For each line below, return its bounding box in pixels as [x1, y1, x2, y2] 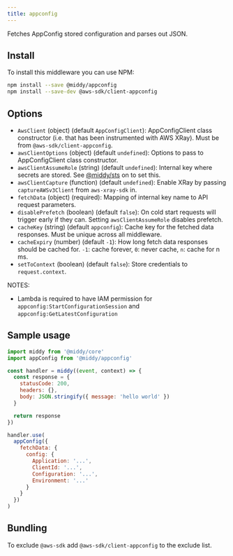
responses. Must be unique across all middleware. [17, 230, 163, 238]
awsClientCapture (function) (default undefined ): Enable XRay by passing [17, 178, 227, 186]
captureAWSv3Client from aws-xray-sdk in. [17, 186, 137, 194]
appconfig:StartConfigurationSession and [17, 302, 140, 310]
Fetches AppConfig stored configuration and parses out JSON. [7, 29, 188, 38]
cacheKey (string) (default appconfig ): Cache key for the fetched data [17, 223, 214, 231]
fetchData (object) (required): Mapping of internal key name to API [17, 193, 208, 201]
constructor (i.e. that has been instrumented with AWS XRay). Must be [17, 134, 220, 142]
